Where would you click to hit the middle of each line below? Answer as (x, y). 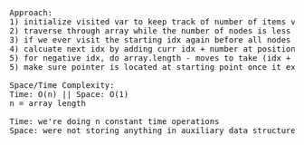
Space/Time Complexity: (62, 85)
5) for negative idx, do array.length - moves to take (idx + (150, 58)
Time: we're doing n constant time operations (114, 121)
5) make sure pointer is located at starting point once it (146, 67)
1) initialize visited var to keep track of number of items (148, 22)
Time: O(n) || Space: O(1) (69, 94)
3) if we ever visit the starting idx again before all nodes (150, 40)
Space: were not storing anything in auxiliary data (129, 130)
